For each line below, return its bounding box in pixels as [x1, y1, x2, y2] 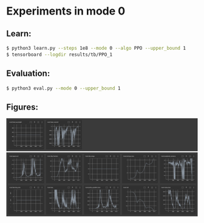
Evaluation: [6, 68, 50, 79]
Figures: [6, 102, 38, 112]
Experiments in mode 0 [6, 4, 126, 18]
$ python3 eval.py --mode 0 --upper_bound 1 [6, 85, 121, 92]
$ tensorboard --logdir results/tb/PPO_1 [6, 52, 113, 58]
